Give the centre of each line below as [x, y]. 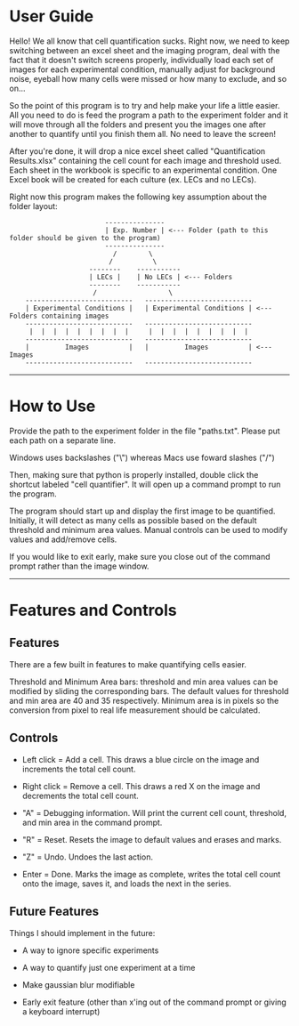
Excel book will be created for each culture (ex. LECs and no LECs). [133, 179]
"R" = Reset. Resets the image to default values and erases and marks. [152, 839]
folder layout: [33, 206]
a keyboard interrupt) [61, 1011]
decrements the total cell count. [81, 796]
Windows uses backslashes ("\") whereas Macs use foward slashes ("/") [142, 457]
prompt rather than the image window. [79, 566]
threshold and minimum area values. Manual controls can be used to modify [148, 529]
